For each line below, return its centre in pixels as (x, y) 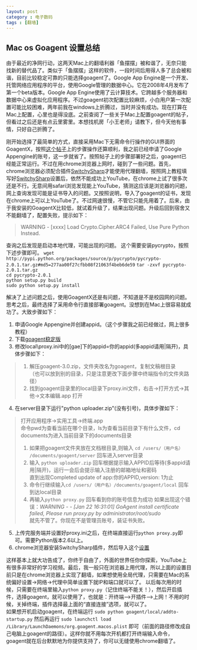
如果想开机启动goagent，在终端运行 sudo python (65, 612)
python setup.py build (34, 281)
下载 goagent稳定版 (38, 339)
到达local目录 (45, 492)
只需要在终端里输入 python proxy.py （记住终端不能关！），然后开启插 (99, 589)
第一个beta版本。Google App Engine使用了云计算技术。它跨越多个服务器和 (97, 92)
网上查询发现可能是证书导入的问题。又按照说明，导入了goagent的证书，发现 (98, 193)
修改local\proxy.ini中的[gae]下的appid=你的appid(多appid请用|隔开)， (99, 346)
